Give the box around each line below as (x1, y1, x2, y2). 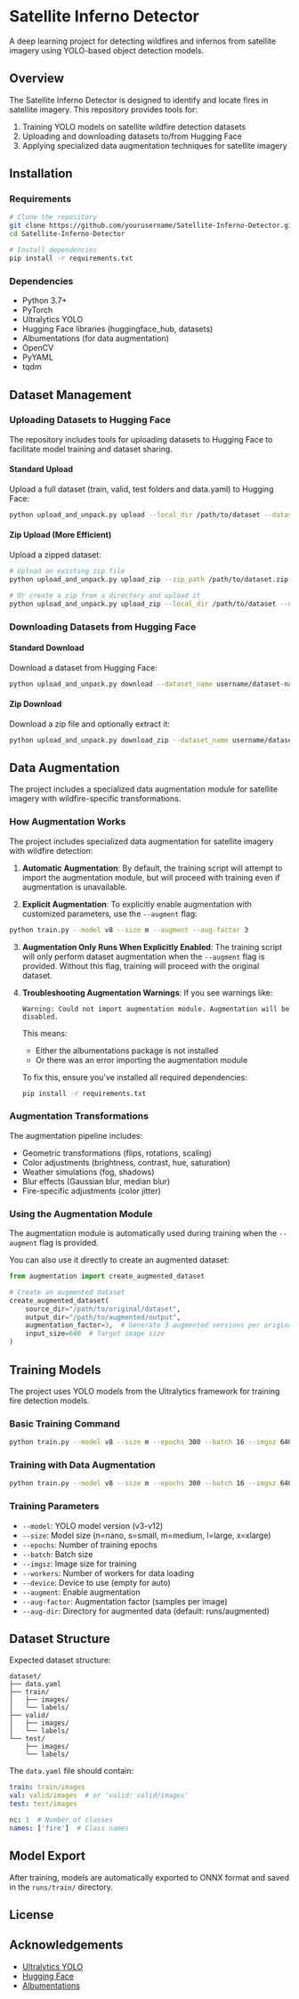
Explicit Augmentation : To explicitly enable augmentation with (21, 898, 252, 909)
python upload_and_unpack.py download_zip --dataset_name (9, 735, 229, 744)
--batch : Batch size (21, 1548, 93, 1559)
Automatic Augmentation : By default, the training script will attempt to (21, 862, 283, 874)
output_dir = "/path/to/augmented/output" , (25, 1312, 181, 1321)
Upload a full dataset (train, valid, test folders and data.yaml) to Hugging (9, 483, 274, 494)
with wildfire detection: (9, 845, 93, 856)
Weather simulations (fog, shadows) (21, 1166, 155, 1177)
